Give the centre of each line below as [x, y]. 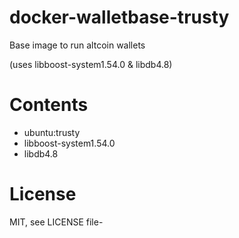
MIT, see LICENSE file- [56, 222]
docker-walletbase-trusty [119, 17]
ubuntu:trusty [52, 132]
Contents [49, 105]
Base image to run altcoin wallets [77, 45]
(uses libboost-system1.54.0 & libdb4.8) [91, 64]
